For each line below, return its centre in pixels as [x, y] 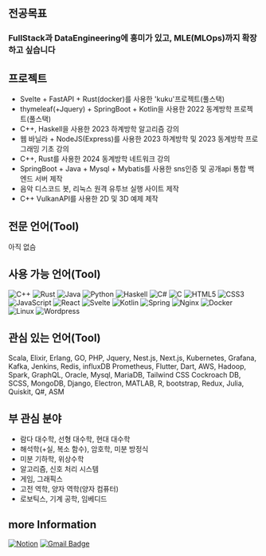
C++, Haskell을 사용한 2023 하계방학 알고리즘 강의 [100, 129]
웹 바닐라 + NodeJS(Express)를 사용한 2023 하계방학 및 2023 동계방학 [132, 139]
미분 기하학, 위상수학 [52, 459]
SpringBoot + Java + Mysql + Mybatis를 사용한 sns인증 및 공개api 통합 [133, 169]
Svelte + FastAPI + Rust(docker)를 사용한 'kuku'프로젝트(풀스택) [122, 99]
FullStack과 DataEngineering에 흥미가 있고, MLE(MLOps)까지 [124, 38]
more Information [53, 525]
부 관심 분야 [35, 419]
